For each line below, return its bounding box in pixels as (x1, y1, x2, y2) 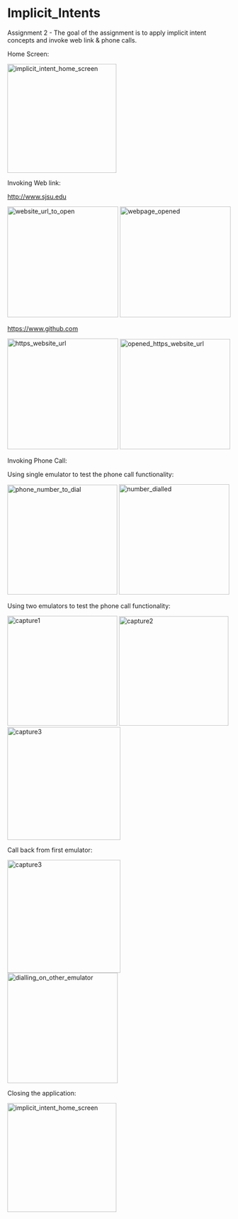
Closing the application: (7, 1089, 76, 1097)
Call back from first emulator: (7, 846, 93, 854)
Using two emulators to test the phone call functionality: (7, 601, 171, 610)
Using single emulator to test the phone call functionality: (7, 470, 174, 478)
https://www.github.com (7, 324, 79, 332)
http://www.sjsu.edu (7, 192, 67, 201)
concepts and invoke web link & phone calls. (7, 35, 137, 44)
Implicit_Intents (7, 5, 101, 21)
